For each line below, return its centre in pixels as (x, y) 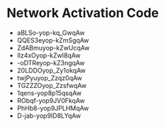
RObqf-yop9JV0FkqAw (51, 100)
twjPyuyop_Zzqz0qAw (49, 78)
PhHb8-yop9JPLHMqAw (53, 108)
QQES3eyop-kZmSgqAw (53, 40)
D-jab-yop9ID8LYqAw (49, 116)
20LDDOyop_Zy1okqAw (51, 70)
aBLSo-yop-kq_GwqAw (51, 33)
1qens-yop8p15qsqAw (49, 93)
